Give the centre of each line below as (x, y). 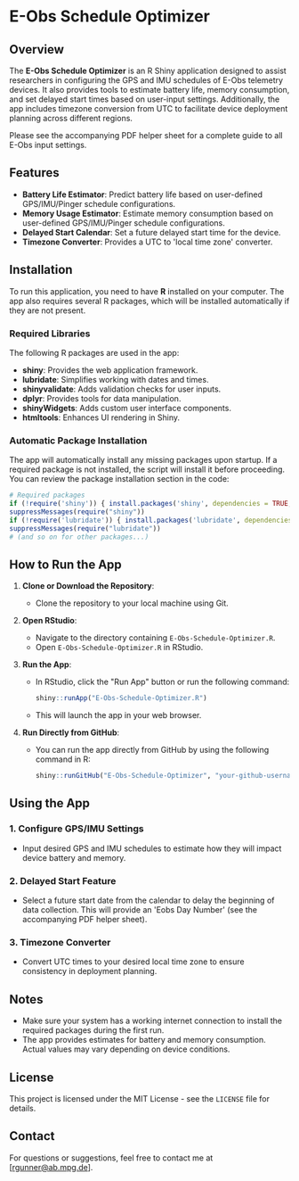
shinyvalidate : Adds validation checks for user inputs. (121, 389)
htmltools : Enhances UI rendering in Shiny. (101, 417)
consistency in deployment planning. (89, 971)
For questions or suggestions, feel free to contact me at (111, 1158)
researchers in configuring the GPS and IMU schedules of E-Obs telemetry (146, 80)
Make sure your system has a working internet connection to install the (152, 1021)
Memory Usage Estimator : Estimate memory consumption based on (148, 213)
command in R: (63, 759)
